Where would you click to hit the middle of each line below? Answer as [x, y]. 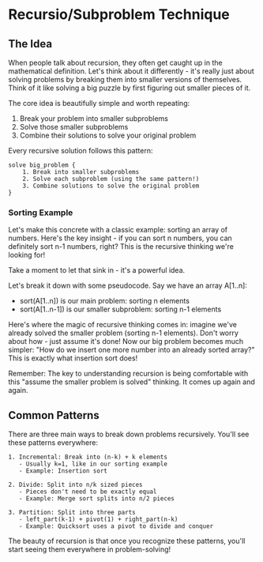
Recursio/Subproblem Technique [119, 15]
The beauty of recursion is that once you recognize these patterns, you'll [127, 541]
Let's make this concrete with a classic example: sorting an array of [118, 230]
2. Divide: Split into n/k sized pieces [76, 485]
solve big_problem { [42, 165]
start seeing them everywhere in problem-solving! [90, 549]
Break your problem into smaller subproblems [94, 119]
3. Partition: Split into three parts [72, 513]
